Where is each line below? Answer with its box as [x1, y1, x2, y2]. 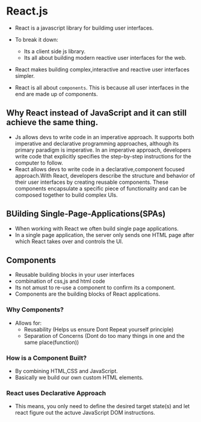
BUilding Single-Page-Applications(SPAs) [6, 209, 166, 219]
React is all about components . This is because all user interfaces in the [14, 83, 190, 91]
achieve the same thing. [6, 117, 98, 128]
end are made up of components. [14, 90, 98, 97]
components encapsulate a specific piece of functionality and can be [14, 184, 187, 192]
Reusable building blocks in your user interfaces [14, 271, 135, 279]
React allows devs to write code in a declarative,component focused [14, 165, 185, 173]
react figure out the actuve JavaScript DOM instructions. [14, 409, 155, 417]
